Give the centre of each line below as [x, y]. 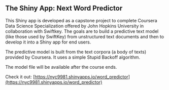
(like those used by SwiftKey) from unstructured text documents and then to [84, 36]
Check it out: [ [20, 77]
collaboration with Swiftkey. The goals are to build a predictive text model [82, 31]
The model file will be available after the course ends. [61, 67]
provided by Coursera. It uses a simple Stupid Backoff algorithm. [73, 57]
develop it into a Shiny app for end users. [48, 42]
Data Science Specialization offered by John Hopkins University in [75, 26]
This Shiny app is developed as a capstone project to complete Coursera [81, 20]
